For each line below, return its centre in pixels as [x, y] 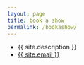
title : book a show [36, 20]
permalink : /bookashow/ [42, 27]
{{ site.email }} [38, 54]
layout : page [26, 14]
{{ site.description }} [47, 47]
